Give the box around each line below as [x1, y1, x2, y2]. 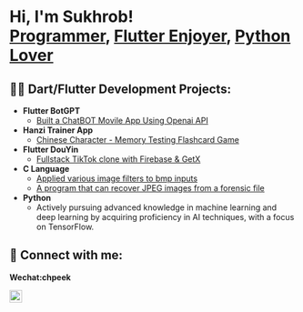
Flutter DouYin [22, 144, 79, 155]
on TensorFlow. [35, 221, 95, 232]
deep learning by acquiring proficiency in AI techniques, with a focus [35, 212, 295, 222]
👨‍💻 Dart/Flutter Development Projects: [9, 81, 232, 96]
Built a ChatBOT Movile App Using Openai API [35, 116, 209, 126]
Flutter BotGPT [22, 106, 80, 116]
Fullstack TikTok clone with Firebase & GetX [35, 154, 201, 165]
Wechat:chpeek [9, 271, 71, 283]
